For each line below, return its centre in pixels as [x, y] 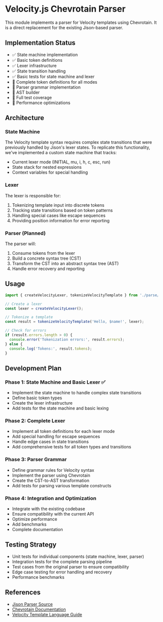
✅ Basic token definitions [37, 60]
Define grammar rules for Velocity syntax [53, 470]
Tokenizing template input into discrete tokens [58, 205]
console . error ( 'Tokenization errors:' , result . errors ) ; [67, 339]
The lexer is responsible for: [33, 195]
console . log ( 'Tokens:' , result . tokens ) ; [51, 349]
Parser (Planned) [25, 233]
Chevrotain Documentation [39, 609]
